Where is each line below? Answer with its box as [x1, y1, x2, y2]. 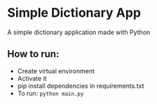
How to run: [7, 48, 60, 60]
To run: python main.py [17, 89, 84, 97]
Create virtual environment [17, 66, 95, 75]
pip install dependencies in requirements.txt [17, 82, 145, 90]
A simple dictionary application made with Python [7, 28, 151, 36]
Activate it [17, 74, 47, 82]
